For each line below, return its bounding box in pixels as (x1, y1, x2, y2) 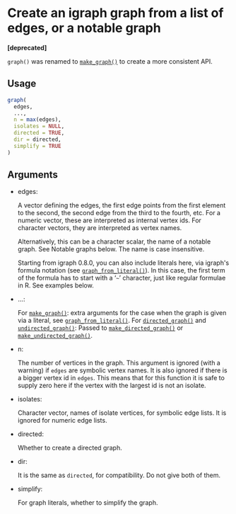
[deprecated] (7, 43, 47, 52)
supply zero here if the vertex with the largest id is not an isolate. (17, 381, 206, 390)
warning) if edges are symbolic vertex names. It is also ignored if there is (17, 366, 228, 375)
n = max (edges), (13, 116, 61, 123)
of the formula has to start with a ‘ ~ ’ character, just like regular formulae (17, 274, 226, 282)
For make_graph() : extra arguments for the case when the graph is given (17, 309, 227, 317)
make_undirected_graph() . (17, 331, 93, 340)
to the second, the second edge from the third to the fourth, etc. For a (17, 209, 221, 217)
